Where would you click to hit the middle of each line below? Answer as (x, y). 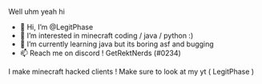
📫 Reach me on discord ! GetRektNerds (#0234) (101, 53)
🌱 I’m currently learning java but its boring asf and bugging (117, 44)
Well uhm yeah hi (37, 12)
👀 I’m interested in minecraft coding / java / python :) (107, 36)
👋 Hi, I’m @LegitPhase (56, 27)
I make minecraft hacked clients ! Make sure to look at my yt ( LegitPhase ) (131, 72)
